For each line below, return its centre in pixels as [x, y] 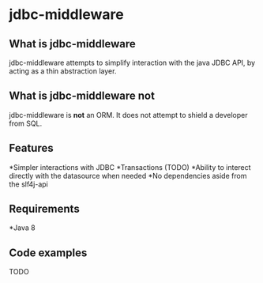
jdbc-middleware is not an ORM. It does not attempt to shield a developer [128, 115]
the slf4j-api [28, 184]
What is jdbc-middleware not [82, 96]
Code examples [48, 253]
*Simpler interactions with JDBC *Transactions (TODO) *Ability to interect [130, 167]
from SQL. [26, 123]
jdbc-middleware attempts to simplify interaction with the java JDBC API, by [132, 62]
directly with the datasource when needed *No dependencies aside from [128, 175]
